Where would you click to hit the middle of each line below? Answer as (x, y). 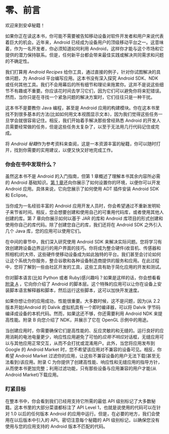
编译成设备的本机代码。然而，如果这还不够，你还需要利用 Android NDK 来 (82, 314)
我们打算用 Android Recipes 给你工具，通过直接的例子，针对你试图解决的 (81, 72)
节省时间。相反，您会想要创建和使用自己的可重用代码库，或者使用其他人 (89, 212)
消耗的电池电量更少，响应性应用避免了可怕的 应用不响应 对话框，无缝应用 (84, 337)
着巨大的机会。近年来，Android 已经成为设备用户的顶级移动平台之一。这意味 (84, 42)
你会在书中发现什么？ (31, 164)
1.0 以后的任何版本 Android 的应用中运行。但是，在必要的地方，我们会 (83, 413)
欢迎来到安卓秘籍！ (25, 25)
